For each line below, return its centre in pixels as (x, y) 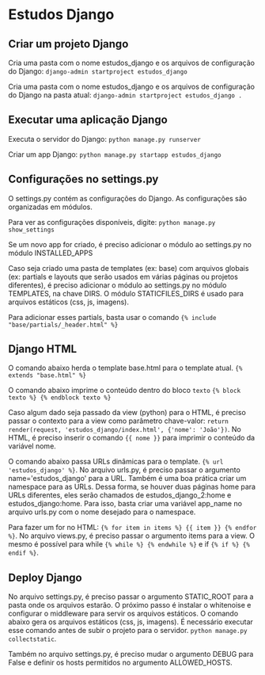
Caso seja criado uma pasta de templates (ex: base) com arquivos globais (129, 268)
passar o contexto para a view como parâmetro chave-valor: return (119, 421)
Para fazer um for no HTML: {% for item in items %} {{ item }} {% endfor (132, 528)
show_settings (32, 230)
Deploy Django (45, 577)
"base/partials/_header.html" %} (63, 325)
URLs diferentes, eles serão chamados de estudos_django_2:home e (120, 495)
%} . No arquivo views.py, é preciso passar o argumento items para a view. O (132, 536)
